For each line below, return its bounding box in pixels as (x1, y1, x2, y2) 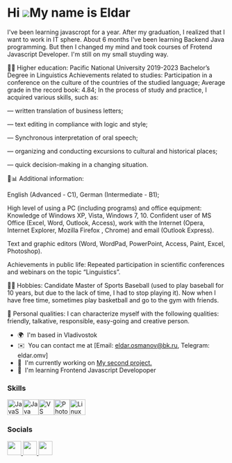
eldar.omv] (17, 351, 49, 359)
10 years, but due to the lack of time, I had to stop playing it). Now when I (7, 289, 217, 297)
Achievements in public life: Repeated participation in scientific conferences (7, 260, 225, 268)
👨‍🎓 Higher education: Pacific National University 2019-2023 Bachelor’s (7, 63, 210, 72)
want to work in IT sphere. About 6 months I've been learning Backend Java (7, 35, 224, 43)
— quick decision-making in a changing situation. (7, 160, 149, 168)
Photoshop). (7, 247, 43, 255)
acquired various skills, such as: (7, 92, 99, 101)
